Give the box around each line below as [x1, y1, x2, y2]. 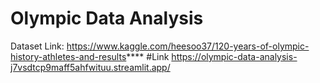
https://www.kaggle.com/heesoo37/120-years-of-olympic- [66, 40, 310, 52]
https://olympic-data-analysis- [171, 50, 298, 62]
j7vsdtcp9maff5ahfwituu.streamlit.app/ [10, 61, 171, 73]
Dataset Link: [10, 40, 65, 52]
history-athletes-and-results [10, 50, 127, 62]
